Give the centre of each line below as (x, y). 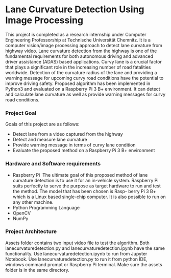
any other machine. (33, 202)
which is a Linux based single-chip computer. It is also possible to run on (89, 197)
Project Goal (21, 113)
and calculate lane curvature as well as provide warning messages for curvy (86, 94)
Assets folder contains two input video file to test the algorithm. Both (77, 243)
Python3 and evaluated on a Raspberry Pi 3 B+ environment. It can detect (83, 89)
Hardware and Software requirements (53, 164)
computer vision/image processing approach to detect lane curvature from (84, 45)
